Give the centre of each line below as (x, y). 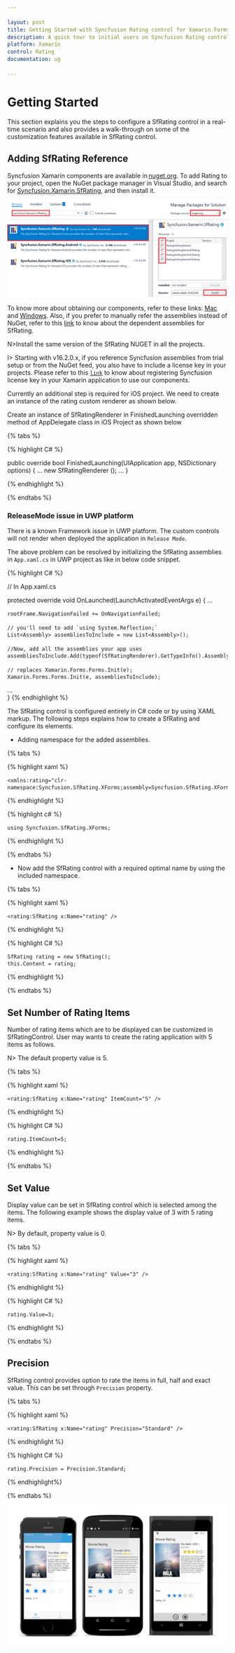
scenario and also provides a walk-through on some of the (106, 129)
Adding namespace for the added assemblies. (84, 739)
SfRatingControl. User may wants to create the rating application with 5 (110, 1037)
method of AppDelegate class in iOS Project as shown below (94, 422)
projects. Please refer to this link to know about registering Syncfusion (110, 373)
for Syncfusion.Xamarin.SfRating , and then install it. (81, 190)
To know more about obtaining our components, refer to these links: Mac (112, 308)
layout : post (26, 22)
